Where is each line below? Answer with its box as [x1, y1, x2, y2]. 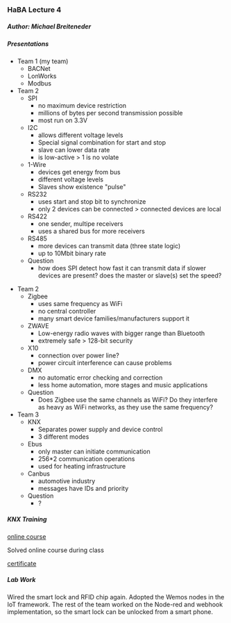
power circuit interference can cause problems [37, 359, 172, 367]
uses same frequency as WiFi [37, 300, 123, 308]
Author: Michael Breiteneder [7, 22, 92, 31]
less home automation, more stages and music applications [37, 381, 208, 389]
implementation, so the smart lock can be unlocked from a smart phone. [7, 608, 214, 616]
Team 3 [17, 410, 40, 419]
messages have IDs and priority [37, 485, 129, 493]
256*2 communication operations [37, 455, 135, 463]
